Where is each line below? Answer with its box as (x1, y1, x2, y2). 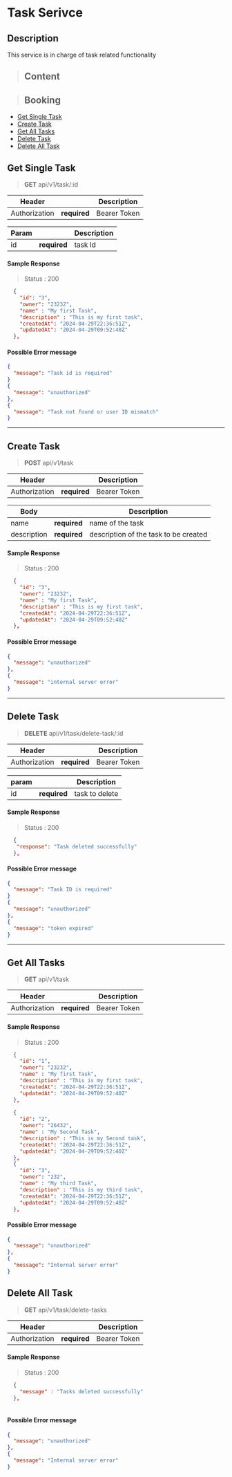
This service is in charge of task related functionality (7, 50, 157, 59)
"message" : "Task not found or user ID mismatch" (13, 408, 159, 416)
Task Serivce (7, 5, 84, 21)
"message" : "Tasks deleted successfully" (19, 1388, 144, 1395)
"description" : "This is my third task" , (19, 1186, 144, 1193)
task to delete (74, 788, 119, 798)
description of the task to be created (89, 530, 208, 539)
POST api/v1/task (23, 458, 74, 467)
